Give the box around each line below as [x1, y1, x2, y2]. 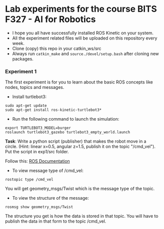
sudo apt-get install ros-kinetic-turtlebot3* [5, 107, 102, 113]
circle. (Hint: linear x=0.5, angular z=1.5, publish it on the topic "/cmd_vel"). [5, 144, 156, 149]
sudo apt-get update [5, 104, 47, 108]
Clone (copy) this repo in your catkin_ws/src [12, 45, 102, 51]
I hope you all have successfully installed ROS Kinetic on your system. [12, 30, 154, 36]
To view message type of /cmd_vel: [12, 167, 84, 174]
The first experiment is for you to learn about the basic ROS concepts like [5, 79, 153, 85]
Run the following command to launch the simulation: [12, 116, 119, 122]
